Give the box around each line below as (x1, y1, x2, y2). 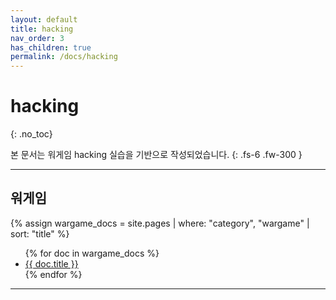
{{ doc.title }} (24, 257, 79, 270)
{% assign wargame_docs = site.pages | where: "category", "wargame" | (10, 217, 310, 229)
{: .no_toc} (10, 128, 53, 140)
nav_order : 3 (10, 33, 65, 43)
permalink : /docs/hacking (10, 52, 118, 62)
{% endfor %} (24, 268, 83, 280)
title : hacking (10, 24, 74, 34)
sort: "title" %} (10, 227, 70, 240)
